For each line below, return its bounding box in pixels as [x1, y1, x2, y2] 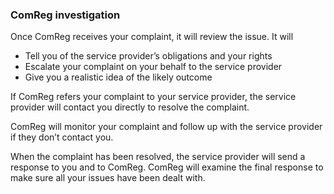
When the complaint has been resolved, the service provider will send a [10, 151, 306, 163]
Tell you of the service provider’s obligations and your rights [24, 50, 273, 62]
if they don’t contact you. [10, 131, 114, 143]
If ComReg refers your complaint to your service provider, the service [10, 91, 297, 103]
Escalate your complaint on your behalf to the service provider [24, 61, 283, 73]
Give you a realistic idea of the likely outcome [24, 71, 213, 83]
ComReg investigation [10, 8, 121, 22]
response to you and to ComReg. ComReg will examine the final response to [10, 161, 324, 173]
